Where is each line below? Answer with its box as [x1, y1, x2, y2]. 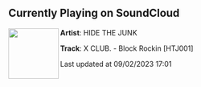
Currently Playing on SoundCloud [8, 6, 180, 20]
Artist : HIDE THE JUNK [59, 27, 138, 37]
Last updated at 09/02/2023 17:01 [59, 59, 172, 68]
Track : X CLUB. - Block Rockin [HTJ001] [59, 43, 194, 53]
